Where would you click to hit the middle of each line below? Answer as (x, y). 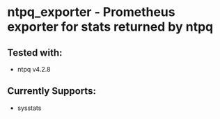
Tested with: (35, 53)
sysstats (29, 108)
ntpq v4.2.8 (34, 69)
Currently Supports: (52, 91)
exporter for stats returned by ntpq (110, 27)
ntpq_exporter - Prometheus (91, 12)
